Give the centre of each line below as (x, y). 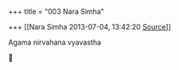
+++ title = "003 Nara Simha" (56, 12)
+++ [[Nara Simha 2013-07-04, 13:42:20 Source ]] (89, 27)
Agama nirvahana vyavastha (55, 42)
